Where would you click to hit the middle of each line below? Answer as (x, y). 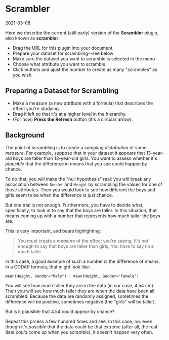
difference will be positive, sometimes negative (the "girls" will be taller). (81, 301)
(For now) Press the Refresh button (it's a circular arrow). (73, 119)
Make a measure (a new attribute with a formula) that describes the (83, 103)
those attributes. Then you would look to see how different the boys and (80, 190)
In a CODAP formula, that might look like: (48, 266)
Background (25, 135)
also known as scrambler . (32, 38)
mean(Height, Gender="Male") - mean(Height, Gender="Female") (72, 276)
